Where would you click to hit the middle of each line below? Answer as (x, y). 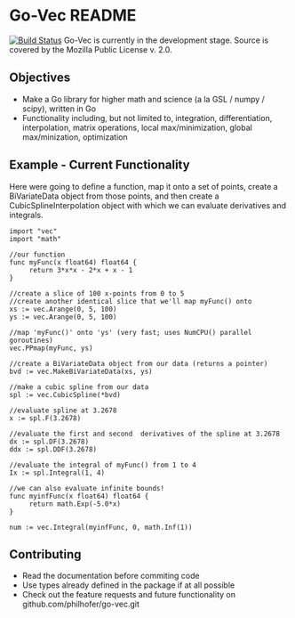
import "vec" (33, 231)
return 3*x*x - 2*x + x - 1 (81, 270)
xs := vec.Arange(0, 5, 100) (63, 309)
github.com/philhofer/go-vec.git (81, 604)
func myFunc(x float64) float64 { (73, 262)
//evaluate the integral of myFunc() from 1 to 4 (103, 465)
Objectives (40, 78)
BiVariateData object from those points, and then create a (114, 196)
